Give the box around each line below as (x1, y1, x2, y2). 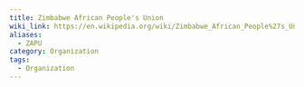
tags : (9, 55, 30, 64)
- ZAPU (17, 38, 43, 48)
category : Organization (9, 47, 100, 56)
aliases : (9, 30, 43, 39)
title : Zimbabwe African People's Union (9, 13, 165, 23)
